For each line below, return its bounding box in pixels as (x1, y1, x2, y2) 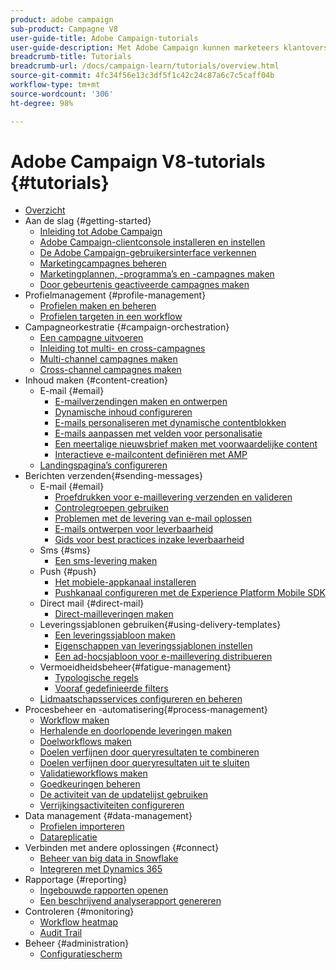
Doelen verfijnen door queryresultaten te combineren (39, 746, 260, 758)
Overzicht (24, 204, 66, 216)
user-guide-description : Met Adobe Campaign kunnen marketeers (10, 42, 280, 53)
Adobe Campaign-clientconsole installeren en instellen (39, 236, 266, 248)
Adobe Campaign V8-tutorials (10, 150, 266, 173)
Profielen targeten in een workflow (39, 311, 183, 323)
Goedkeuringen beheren (39, 778, 141, 790)
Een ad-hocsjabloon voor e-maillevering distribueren (54, 651, 273, 663)
